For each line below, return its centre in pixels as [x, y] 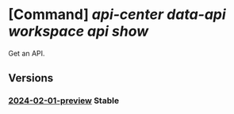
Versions [31, 78]
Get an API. [27, 53]
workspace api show [79, 31]
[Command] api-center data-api [117, 15]
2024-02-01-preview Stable [64, 101]
